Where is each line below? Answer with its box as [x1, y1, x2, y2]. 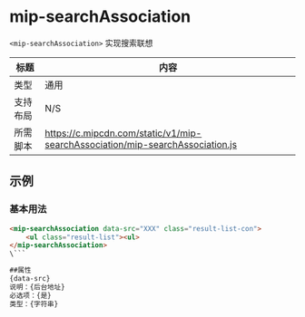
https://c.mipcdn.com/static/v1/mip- [44, 127, 202, 139]
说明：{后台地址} [9, 283, 65, 292]
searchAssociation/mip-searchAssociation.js [44, 138, 238, 150]
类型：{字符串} [9, 299, 59, 309]
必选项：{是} [9, 291, 52, 300]
